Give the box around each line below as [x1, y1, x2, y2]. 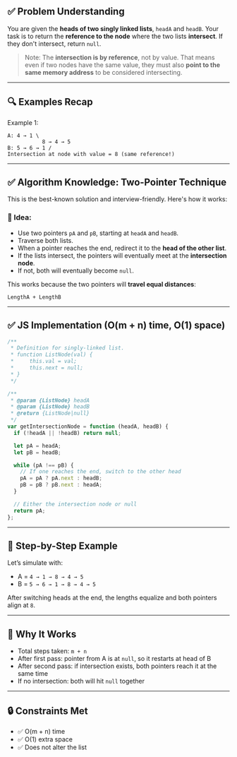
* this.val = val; [10, 358, 78, 365]
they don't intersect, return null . [7, 39, 102, 48]
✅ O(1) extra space [17, 734, 73, 744]
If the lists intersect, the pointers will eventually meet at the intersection [17, 251, 227, 260]
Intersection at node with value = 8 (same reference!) [7, 150, 175, 157]
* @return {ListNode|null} [10, 410, 90, 417]
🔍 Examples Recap [7, 96, 93, 108]
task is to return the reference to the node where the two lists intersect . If [7, 32, 224, 40]
